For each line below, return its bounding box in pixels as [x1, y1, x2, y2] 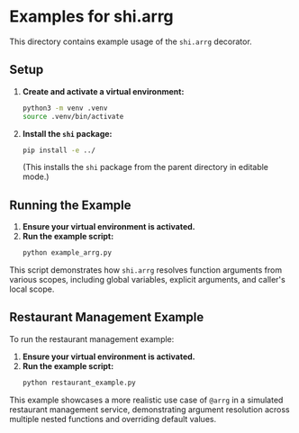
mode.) [22, 171, 50, 182]
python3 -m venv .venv [22, 104, 108, 113]
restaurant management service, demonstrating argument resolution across [9, 403, 290, 415]
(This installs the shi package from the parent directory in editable [22, 162, 268, 173]
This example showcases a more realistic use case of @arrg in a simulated [9, 394, 284, 405]
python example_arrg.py [22, 248, 113, 257]
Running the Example [9, 197, 132, 212]
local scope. [9, 284, 55, 294]
